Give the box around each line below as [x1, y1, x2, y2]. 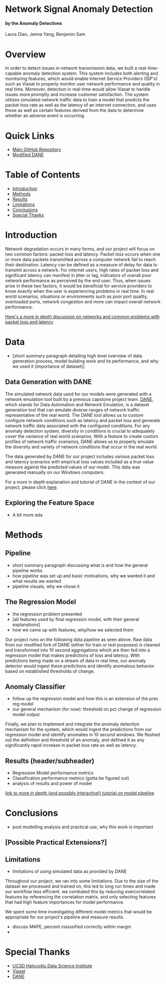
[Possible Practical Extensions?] [5, 838, 108, 847]
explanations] [12, 622, 41, 627]
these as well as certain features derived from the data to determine [5, 107, 144, 113]
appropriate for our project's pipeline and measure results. [5, 914, 125, 920]
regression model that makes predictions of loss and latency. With [5, 652, 140, 658]
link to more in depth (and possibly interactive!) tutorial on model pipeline [5, 790, 155, 796]
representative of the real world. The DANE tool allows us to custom [5, 412, 144, 418]
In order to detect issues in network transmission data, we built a [5, 65, 137, 71]
